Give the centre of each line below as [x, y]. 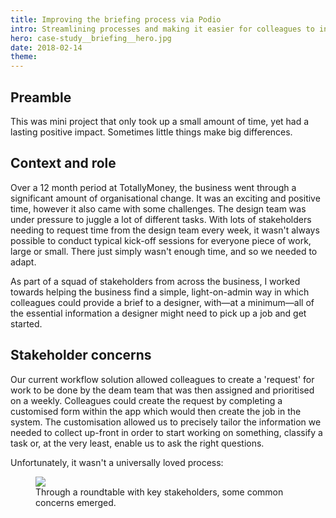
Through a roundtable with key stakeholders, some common [159, 492]
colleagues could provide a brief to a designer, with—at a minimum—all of [162, 302]
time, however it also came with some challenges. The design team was [158, 208]
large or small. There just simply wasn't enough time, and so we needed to [164, 251]
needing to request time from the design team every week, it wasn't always [165, 230]
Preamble [41, 97]
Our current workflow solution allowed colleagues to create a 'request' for [162, 379]
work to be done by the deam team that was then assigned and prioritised [162, 390]
